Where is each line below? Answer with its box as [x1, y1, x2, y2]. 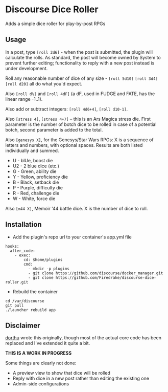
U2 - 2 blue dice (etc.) [12, 163, 60, 169]
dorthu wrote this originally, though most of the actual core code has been [5, 335, 162, 341]
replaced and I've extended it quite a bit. [5, 340, 90, 346]
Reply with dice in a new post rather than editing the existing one [12, 375, 150, 382]
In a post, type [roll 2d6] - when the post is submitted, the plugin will [5, 49, 153, 55]
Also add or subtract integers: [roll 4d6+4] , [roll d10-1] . [5, 106, 128, 112]
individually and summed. [5, 147, 59, 154]
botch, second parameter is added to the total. [5, 126, 103, 133]
